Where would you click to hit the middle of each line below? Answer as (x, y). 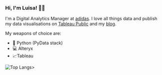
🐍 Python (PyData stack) (38, 43)
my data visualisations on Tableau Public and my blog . (61, 24)
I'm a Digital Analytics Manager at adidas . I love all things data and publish (81, 19)
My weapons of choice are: (33, 34)
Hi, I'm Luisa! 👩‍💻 (25, 8)
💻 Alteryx (23, 48)
